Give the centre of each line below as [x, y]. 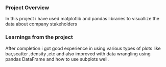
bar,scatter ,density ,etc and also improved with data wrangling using [78, 54]
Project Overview [27, 8]
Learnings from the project [39, 37]
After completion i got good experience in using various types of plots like [83, 48]
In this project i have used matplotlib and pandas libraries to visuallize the [82, 19]
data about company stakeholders [41, 24]
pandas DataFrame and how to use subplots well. [57, 59]
